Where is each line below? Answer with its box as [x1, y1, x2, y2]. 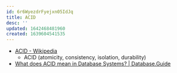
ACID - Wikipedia [14, 47, 58, 54]
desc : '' [6, 20, 28, 26]
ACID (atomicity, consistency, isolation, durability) [23, 54, 147, 61]
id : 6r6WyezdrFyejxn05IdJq [6, 8, 74, 15]
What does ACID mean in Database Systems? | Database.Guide [14, 60, 171, 68]
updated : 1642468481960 [6, 25, 66, 32]
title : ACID [6, 14, 36, 20]
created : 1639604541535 [6, 31, 66, 37]
